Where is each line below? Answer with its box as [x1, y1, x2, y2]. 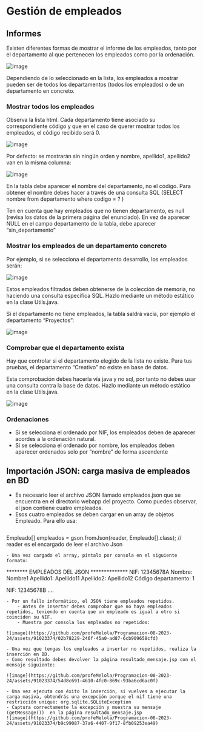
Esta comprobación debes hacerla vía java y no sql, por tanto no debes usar [6, 375, 196, 383]
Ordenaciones [6, 415, 49, 423]
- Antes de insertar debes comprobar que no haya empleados [17, 603, 172, 609]
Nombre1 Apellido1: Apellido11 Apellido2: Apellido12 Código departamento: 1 [6, 575, 195, 582]
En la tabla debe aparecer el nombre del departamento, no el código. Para [6, 183, 191, 190]
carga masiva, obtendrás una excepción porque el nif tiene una [6, 694, 172, 700]
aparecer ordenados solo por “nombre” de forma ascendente [15, 448, 168, 455]
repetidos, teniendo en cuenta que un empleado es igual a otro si [6, 609, 181, 615]
